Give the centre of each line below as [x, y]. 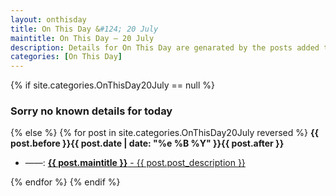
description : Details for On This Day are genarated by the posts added [165, 47]
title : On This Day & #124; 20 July [84, 29]
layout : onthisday [48, 19]
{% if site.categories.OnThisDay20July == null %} [113, 85]
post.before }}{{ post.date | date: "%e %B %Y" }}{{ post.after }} [147, 143]
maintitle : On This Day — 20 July [82, 38]
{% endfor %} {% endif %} [65, 182]
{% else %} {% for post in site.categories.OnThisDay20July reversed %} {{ [165, 133]
